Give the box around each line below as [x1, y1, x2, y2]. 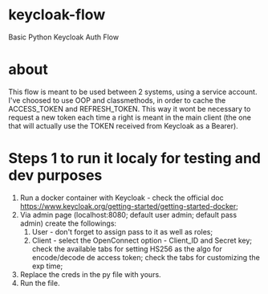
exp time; [31, 261, 63, 271]
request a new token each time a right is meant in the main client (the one [8, 112, 251, 122]
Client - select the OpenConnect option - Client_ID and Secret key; [31, 235, 253, 245]
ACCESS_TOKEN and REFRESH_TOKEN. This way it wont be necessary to [8, 104, 251, 113]
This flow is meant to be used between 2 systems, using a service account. [8, 87, 258, 96]
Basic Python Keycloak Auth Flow [8, 32, 119, 42]
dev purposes [8, 166, 103, 185]
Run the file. [19, 278, 60, 288]
